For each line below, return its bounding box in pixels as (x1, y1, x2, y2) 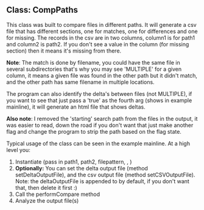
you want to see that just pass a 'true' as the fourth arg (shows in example (6, 96, 192, 104)
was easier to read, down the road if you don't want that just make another (6, 121, 194, 129)
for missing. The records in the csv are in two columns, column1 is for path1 (6, 34, 195, 42)
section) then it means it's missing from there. (6, 47, 122, 54)
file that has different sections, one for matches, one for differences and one (6, 27, 198, 35)
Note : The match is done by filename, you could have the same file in (6, 59, 181, 66)
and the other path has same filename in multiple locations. (6, 78, 155, 85)
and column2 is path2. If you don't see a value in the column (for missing (6, 40, 189, 48)
